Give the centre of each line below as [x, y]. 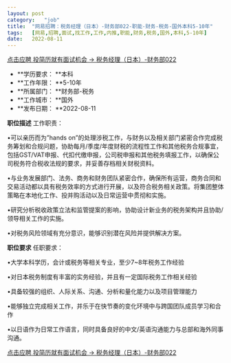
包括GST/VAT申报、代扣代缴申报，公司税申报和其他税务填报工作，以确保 [110, 155]
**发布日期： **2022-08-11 [56, 109]
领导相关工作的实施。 [37, 219]
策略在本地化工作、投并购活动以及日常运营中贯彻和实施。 [88, 195]
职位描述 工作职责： [35, 123]
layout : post [26, 13]
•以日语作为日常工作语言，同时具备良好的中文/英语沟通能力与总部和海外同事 [115, 329]
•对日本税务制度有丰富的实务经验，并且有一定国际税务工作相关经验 [102, 277]
